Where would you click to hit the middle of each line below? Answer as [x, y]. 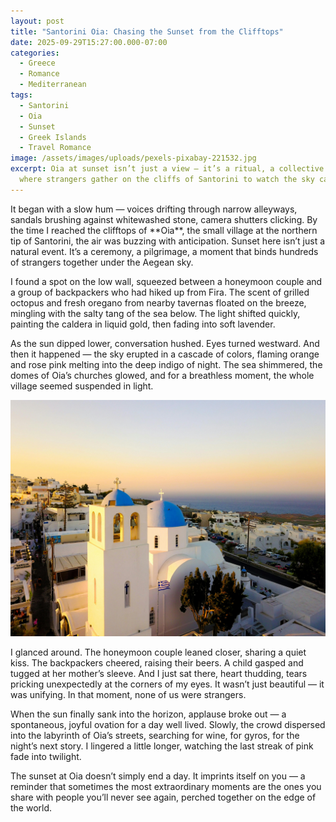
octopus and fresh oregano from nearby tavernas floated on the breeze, [158, 302]
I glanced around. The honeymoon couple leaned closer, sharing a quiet [158, 652]
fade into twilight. [46, 756]
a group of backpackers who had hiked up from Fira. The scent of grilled [160, 292]
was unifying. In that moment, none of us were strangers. [128, 694]
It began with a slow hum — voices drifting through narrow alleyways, [154, 209]
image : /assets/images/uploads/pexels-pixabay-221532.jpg [133, 158]
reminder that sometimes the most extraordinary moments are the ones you [166, 786]
